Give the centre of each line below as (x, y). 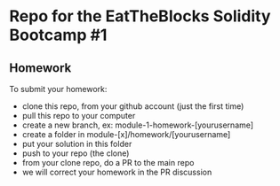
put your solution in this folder (77, 144)
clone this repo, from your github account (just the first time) (133, 106)
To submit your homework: (58, 89)
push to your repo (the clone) (76, 153)
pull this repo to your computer (79, 116)
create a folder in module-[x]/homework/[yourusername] (126, 134)
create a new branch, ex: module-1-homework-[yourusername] (138, 125)
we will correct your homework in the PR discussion (117, 172)
